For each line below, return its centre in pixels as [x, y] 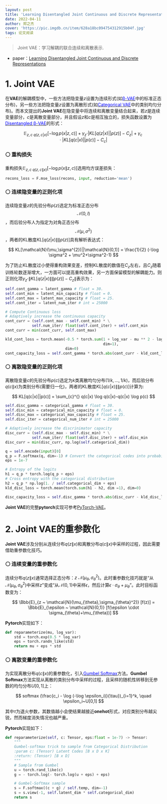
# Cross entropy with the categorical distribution [60, 479]
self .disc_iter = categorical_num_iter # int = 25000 [62, 419]
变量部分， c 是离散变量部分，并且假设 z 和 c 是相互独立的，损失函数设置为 [79, 117]
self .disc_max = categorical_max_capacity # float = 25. [65, 415]
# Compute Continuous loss [33, 312]
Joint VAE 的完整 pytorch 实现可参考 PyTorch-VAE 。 [57, 507]
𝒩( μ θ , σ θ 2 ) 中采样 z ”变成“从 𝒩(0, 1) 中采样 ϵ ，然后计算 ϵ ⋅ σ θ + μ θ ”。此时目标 [79, 585]
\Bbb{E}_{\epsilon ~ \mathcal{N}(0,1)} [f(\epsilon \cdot [83, 607]
